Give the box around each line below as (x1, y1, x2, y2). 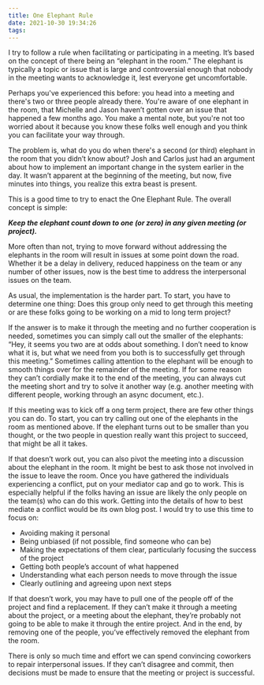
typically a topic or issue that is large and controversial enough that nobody (8, 65, 254, 74)
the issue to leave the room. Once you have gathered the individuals (8, 471, 229, 480)
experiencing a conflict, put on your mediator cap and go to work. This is (8, 480, 244, 489)
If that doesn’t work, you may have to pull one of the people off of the (8, 594, 234, 604)
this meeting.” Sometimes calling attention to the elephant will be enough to (8, 356, 254, 366)
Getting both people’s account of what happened (19, 562, 179, 571)
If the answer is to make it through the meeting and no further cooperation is (8, 323, 257, 333)
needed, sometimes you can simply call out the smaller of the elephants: (8, 331, 244, 341)
